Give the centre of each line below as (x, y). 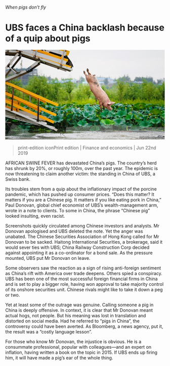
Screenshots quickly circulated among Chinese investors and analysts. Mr (82, 226)
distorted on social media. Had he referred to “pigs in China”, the (73, 321)
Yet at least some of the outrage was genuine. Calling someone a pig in (79, 305)
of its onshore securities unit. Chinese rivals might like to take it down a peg (84, 290)
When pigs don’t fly (26, 7)
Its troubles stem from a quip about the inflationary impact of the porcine (81, 189)
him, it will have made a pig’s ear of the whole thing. (59, 358)
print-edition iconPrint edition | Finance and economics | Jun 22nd (87, 148)
